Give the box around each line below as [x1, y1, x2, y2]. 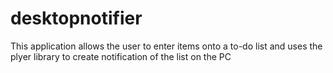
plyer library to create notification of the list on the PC [10, 50, 232, 62]
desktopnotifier [10, 7, 143, 30]
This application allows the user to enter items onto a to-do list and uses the [10, 40, 323, 52]
